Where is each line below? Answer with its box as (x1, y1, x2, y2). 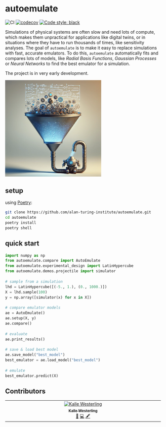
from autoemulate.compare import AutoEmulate (5, 258, 100, 263)
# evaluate (5, 331, 28, 336)
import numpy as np (5, 253, 45, 258)
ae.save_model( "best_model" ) (5, 353, 65, 358)
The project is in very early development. (5, 70, 89, 76)
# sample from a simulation (5, 279, 63, 284)
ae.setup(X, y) (5, 316, 37, 321)
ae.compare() (5, 321, 32, 326)
